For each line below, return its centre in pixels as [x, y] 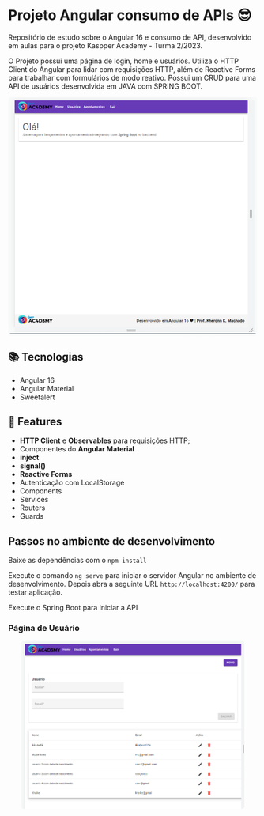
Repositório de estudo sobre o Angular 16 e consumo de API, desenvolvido [130, 37]
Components [41, 491]
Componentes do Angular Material [77, 449]
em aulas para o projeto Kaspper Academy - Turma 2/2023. [106, 45]
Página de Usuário [44, 629]
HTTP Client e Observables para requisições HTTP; [105, 440]
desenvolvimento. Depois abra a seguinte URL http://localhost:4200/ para [132, 584]
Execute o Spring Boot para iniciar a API [73, 608]
